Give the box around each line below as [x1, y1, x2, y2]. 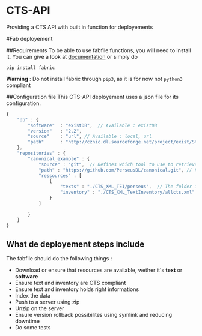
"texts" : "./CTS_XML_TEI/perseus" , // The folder [60, 184, 192, 190]
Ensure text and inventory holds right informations [14, 286, 139, 293]
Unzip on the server [14, 305, 64, 312]
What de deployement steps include [6, 239, 145, 249]
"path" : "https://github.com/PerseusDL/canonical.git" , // [38, 167, 192, 173]
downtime [14, 317, 40, 325]
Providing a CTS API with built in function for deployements [6, 23, 153, 31]
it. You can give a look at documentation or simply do [6, 53, 138, 60]
